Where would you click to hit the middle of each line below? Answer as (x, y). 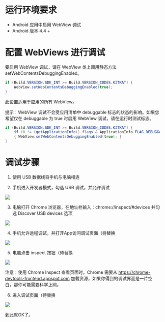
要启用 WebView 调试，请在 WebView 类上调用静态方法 (61, 67)
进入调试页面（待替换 (34, 295)
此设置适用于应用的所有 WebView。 (41, 102)
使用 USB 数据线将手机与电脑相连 (46, 177)
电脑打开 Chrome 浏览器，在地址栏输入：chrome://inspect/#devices (81, 207)
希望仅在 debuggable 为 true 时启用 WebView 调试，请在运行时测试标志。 (80, 118)
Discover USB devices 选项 (45, 213)
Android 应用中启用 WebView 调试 (47, 25)
